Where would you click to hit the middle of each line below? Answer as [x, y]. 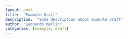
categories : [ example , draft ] [37, 29]
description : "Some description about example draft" [64, 19]
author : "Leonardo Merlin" [34, 24]
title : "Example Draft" [31, 15]
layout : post [19, 10]
